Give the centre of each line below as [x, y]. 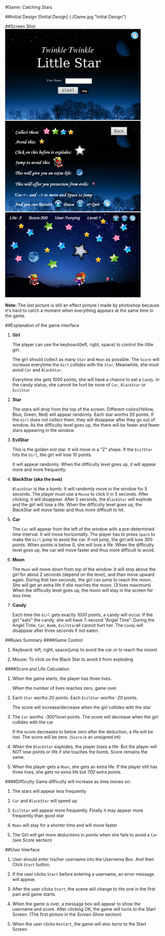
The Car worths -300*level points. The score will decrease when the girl [85, 717]
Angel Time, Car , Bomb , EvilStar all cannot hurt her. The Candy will [78, 625]
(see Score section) [32, 840]
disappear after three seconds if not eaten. [56, 630]
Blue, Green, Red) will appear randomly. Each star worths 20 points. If [83, 415]
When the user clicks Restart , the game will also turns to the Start [79, 924]
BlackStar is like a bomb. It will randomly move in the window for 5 [80, 489]
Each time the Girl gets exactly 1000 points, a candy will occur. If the [82, 615]
